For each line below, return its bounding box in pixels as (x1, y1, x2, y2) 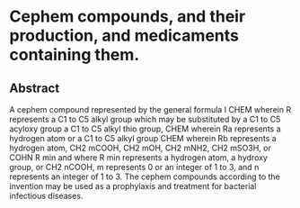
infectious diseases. (9, 191, 84, 201)
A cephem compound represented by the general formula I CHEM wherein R (9, 104, 292, 114)
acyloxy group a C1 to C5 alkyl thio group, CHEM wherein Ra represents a (9, 123, 281, 134)
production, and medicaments (9, 25, 240, 46)
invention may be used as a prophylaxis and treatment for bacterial (9, 181, 257, 191)
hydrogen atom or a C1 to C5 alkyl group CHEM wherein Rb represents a (9, 133, 277, 143)
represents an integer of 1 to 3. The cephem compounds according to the (9, 171, 280, 182)
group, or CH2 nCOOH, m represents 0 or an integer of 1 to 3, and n (9, 162, 260, 172)
